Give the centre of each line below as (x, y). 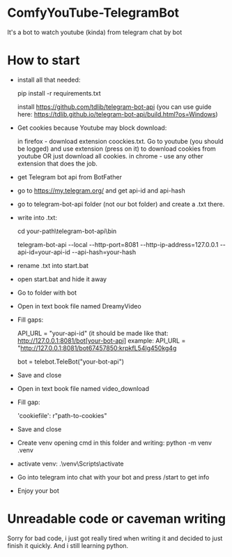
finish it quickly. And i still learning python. (68, 545)
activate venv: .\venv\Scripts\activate (70, 463)
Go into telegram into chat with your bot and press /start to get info (113, 477)
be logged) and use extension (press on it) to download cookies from (116, 149)
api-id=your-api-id (44, 252)
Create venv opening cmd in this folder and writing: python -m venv (115, 443)
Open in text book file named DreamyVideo (79, 306)
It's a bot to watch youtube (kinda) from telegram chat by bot (95, 32)
